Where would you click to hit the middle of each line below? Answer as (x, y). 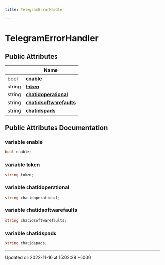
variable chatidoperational (37, 187)
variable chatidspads (31, 233)
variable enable (24, 142)
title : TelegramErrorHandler (35, 10)
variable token (23, 165)
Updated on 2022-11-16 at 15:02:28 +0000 (48, 257)
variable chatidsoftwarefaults (41, 210)
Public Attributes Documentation (56, 128)
